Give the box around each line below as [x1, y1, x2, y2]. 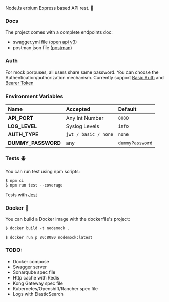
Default [118, 105, 137, 112]
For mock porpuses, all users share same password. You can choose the [5, 69, 159, 75]
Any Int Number [66, 114, 104, 121]
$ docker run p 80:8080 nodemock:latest [5, 235, 93, 240]
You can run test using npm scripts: [5, 169, 80, 175]
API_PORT [8, 114, 34, 121]
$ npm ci [5, 178, 24, 183]
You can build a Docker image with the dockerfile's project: [5, 216, 130, 222]
